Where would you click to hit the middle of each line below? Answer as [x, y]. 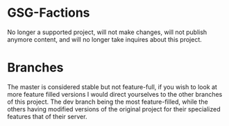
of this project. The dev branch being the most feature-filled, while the [108, 102]
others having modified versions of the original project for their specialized [114, 109]
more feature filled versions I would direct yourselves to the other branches [115, 94]
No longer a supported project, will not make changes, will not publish [107, 32]
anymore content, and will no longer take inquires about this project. [105, 39]
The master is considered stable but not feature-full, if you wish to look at [112, 87]
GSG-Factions [49, 13]
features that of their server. [47, 116]
